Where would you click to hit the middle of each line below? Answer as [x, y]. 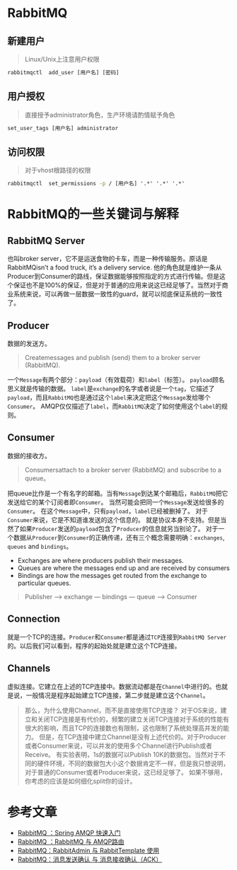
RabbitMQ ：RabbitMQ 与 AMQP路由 [71, 842]
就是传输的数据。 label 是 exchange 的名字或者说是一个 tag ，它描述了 [117, 389]
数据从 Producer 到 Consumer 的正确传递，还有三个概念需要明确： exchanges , [119, 537]
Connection [34, 619]
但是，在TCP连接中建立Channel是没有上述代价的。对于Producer [132, 736]
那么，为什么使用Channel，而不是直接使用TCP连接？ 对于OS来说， [122, 710]
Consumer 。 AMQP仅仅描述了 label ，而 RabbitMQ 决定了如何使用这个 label [111, 406]
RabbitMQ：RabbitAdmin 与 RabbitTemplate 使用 [88, 851]
